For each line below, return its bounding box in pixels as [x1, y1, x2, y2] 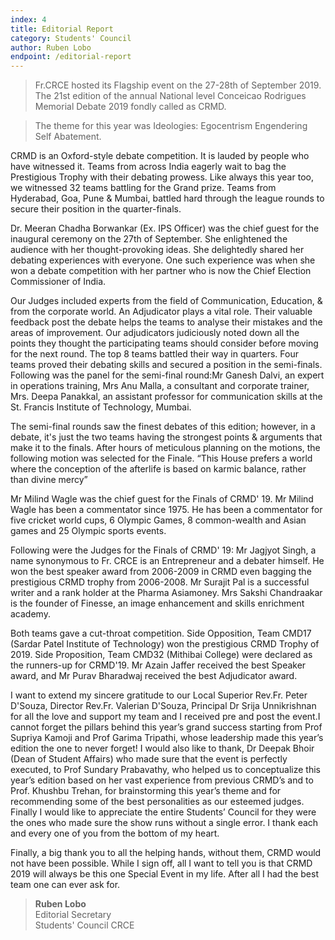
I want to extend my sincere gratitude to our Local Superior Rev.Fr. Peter [10, 689, 308, 701]
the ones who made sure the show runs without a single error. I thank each [10, 817, 319, 829]
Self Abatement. [34, 131, 102, 143]
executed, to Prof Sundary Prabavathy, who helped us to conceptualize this [10, 764, 321, 776]
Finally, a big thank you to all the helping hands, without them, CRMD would [10, 847, 322, 859]
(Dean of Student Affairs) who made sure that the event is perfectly [10, 753, 288, 765]
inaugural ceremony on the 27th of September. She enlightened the [10, 233, 288, 245]
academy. [10, 608, 51, 620]
